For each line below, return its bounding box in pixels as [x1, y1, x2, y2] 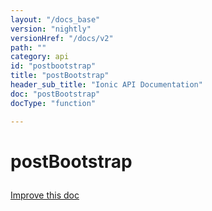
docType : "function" [10, 98, 97, 108]
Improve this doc [10, 189, 80, 201]
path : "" [10, 42, 47, 53]
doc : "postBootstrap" [10, 89, 101, 99]
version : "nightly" [10, 24, 92, 34]
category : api [10, 52, 70, 62]
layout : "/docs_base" [10, 14, 101, 25]
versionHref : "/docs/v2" [10, 33, 114, 43]
